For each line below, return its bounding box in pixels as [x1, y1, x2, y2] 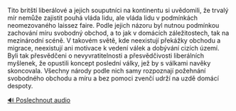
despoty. [7, 82, 33, 90]
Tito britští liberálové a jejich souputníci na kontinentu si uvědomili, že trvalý [7, 6, 229, 14]
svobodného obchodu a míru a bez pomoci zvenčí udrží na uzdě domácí [7, 74, 219, 83]
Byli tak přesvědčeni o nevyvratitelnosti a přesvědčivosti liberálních [7, 51, 205, 60]
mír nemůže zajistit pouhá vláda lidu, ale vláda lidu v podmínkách [7, 14, 198, 22]
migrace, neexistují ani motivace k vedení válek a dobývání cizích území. [7, 44, 220, 52]
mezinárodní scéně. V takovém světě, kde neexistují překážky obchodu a [7, 36, 221, 45]
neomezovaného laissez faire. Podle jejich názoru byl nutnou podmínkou [7, 21, 220, 29]
